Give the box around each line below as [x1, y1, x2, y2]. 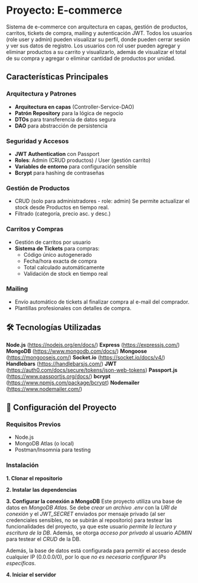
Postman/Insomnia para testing [14, 446, 91, 454]
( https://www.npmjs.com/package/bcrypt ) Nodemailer [6, 379, 140, 386]
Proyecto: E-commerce [6, 4, 122, 17]
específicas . [6, 559, 37, 566]
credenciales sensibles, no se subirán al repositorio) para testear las [6, 517, 173, 524]
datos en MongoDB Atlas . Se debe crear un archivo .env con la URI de [6, 504, 177, 511]
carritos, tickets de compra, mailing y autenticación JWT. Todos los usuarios [6, 29, 193, 36]
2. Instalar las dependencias [6, 486, 77, 493]
